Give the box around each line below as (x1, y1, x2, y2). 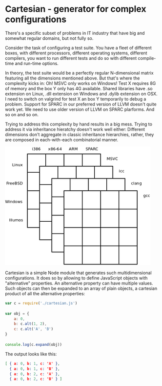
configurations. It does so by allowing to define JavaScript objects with (5, 275, 148, 281)
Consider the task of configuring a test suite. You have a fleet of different (5, 45, 152, 51)
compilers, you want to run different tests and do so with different (5, 55, 137, 61)
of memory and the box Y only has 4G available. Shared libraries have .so (5, 85, 153, 91)
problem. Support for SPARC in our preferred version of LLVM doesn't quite (5, 101, 157, 107)
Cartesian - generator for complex (5, 3, 146, 15)
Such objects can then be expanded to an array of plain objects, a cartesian (5, 285, 158, 291)
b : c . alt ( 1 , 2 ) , (14, 321, 47, 327)
